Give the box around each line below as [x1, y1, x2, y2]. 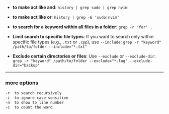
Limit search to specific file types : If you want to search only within [12, 34, 154, 39]
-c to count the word [5, 104, 53, 110]
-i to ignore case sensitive [5, 95, 69, 100]
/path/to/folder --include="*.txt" [12, 44, 88, 49]
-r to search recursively [5, 91, 62, 96]
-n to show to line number [5, 100, 64, 105]
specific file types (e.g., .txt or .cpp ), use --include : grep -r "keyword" [12, 39, 162, 45]
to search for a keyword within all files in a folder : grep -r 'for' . [12, 24, 152, 30]
